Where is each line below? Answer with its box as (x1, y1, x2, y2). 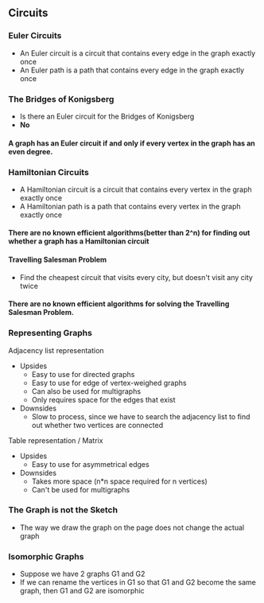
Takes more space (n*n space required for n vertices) (31, 477, 208, 486)
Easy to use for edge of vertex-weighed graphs (31, 378, 187, 387)
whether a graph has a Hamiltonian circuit (8, 236, 149, 246)
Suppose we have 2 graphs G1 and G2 (19, 569, 146, 579)
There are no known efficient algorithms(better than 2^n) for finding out (8, 228, 250, 238)
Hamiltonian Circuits (8, 166, 89, 177)
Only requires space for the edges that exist (31, 395, 177, 404)
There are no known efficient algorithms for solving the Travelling (8, 299, 230, 309)
